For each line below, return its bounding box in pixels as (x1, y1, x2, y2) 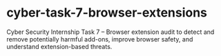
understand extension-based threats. (6, 42, 113, 50)
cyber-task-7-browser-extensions (6, 5, 208, 21)
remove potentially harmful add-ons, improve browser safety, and (6, 35, 193, 43)
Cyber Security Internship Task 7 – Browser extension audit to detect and (6, 28, 215, 36)
